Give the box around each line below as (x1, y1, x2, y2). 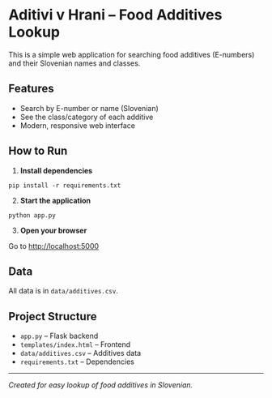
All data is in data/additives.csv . (8, 286, 119, 296)
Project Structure (8, 310, 97, 323)
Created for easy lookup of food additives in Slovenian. (8, 380, 193, 390)
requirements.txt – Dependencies (19, 357, 135, 366)
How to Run (8, 144, 68, 158)
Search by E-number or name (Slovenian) (19, 103, 159, 113)
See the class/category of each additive (19, 112, 154, 122)
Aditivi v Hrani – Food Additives (8, 6, 223, 24)
